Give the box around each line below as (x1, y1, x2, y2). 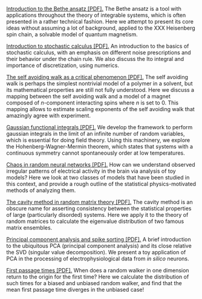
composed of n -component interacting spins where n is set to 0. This (6, 99, 179, 106)
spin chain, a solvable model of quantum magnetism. (6, 31, 138, 38)
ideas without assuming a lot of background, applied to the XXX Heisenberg (6, 24, 195, 31)
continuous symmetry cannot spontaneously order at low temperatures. (6, 149, 186, 156)
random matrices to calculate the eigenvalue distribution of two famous (6, 217, 184, 225)
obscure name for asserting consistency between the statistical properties (6, 205, 192, 212)
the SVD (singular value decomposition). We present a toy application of (6, 249, 186, 256)
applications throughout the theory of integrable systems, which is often (6, 11, 186, 19)
